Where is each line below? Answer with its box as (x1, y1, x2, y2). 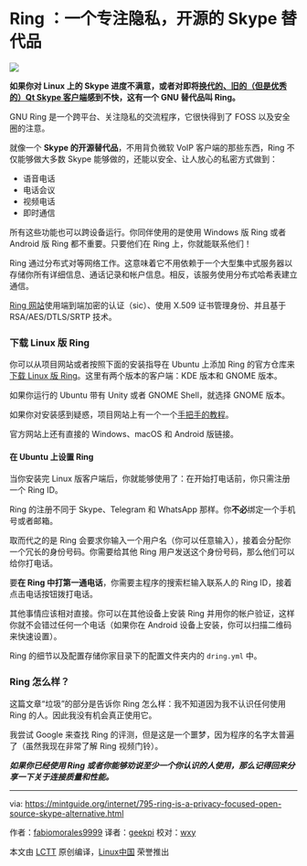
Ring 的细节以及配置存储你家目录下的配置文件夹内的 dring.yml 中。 (9, 650, 262, 661)
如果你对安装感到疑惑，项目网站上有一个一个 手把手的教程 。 (9, 409, 234, 421)
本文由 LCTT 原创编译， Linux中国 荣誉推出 (9, 846, 170, 857)
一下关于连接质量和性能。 (16, 771, 114, 782)
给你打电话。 (9, 558, 58, 569)
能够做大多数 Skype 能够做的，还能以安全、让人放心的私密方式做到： (16, 153, 279, 165)
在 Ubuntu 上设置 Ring (9, 451, 94, 462)
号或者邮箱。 (9, 516, 58, 527)
